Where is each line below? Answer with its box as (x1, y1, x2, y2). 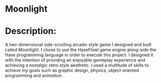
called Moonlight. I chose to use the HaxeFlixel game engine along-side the (5, 47, 157, 53)
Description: (5, 26, 57, 37)
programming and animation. (5, 73, 63, 79)
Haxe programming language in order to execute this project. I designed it (5, 52, 154, 58)
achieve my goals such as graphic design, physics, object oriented (5, 67, 139, 73)
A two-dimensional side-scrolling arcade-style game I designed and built (5, 42, 152, 48)
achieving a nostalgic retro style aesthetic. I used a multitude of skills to (5, 62, 149, 68)
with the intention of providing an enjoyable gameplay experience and (5, 57, 145, 63)
